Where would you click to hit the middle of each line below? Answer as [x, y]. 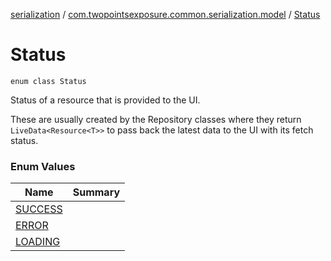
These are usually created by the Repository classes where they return [156, 119]
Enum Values [43, 166]
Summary [96, 192]
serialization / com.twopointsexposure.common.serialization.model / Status [165, 14]
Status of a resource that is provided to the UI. [105, 100]
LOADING [38, 242]
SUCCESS [39, 209]
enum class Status [48, 81]
